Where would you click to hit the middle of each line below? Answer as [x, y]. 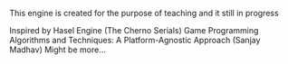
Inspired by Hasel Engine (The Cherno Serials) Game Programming [134, 30]
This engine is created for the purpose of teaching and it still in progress [144, 13]
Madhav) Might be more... [58, 50]
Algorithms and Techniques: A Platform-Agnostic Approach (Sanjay [135, 40]
